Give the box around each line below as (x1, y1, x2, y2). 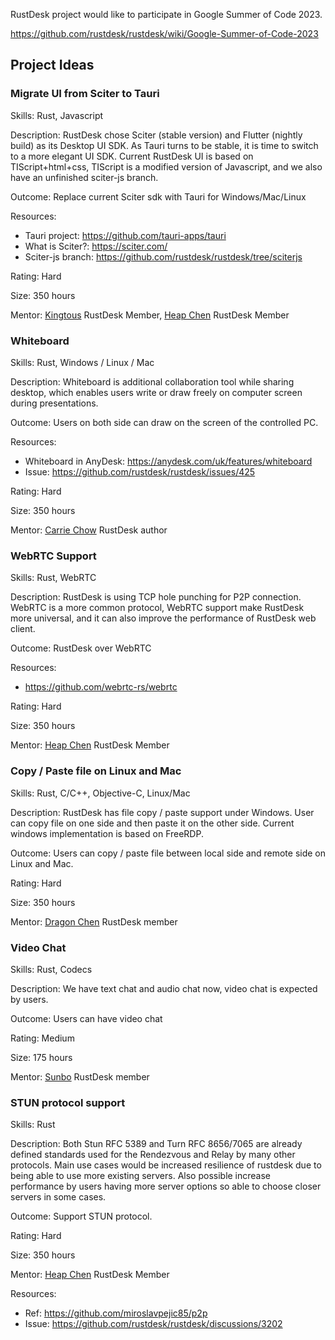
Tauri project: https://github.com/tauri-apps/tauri (24, 229, 227, 241)
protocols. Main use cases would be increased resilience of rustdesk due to (10, 1159, 322, 1171)
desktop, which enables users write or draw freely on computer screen (10, 386, 303, 398)
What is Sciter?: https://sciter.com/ (24, 240, 168, 252)
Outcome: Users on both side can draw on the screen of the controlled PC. (10, 416, 319, 428)
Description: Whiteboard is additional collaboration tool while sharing (10, 375, 295, 388)
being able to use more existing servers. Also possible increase (10, 1170, 272, 1182)
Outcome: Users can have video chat (10, 1012, 163, 1024)
